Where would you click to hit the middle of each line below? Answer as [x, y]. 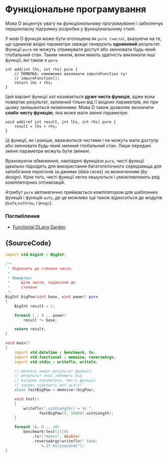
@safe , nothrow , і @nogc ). [29, 203]
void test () [27, 399]
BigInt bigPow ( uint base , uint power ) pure [52, 297]
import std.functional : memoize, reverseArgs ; [65, 357]
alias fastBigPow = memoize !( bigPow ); [55, 390]
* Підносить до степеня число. [40, 269]
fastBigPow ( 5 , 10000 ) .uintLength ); [76, 413]
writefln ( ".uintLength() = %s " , [59, 408]
